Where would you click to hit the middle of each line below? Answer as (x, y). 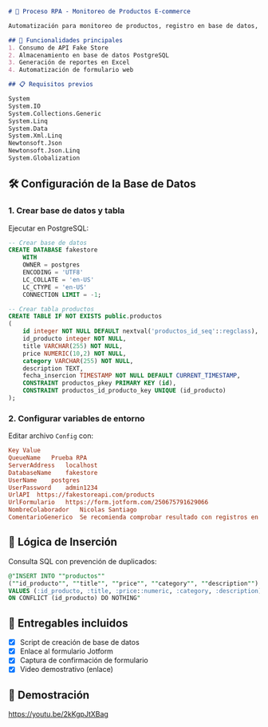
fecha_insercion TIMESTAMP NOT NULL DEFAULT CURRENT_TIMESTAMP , (132, 376)
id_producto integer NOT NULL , (75, 339)
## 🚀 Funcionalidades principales (66, 40)
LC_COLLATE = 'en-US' (58, 279)
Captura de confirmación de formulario (84, 660)
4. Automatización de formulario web (71, 70)
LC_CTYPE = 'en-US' (55, 287)
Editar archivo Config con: (51, 436)
